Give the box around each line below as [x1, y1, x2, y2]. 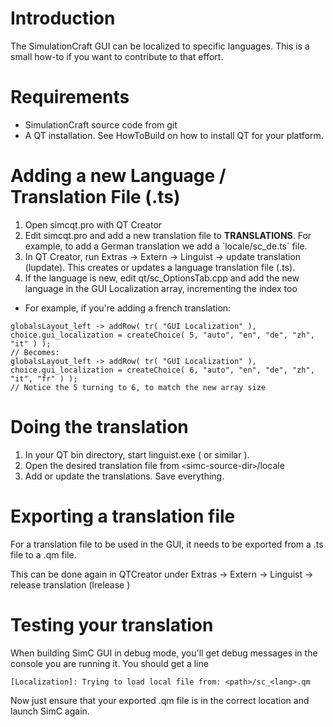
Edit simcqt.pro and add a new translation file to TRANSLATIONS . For [24, 229, 312, 241]
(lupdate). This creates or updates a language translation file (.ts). [24, 261, 296, 273]
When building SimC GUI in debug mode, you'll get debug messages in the [10, 647, 318, 659]
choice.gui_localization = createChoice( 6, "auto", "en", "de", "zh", [10, 365, 315, 375]
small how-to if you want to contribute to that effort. [10, 50, 224, 62]
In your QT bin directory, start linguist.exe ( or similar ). [24, 448, 250, 461]
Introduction [10, 7, 116, 30]
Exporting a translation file [10, 505, 236, 527]
